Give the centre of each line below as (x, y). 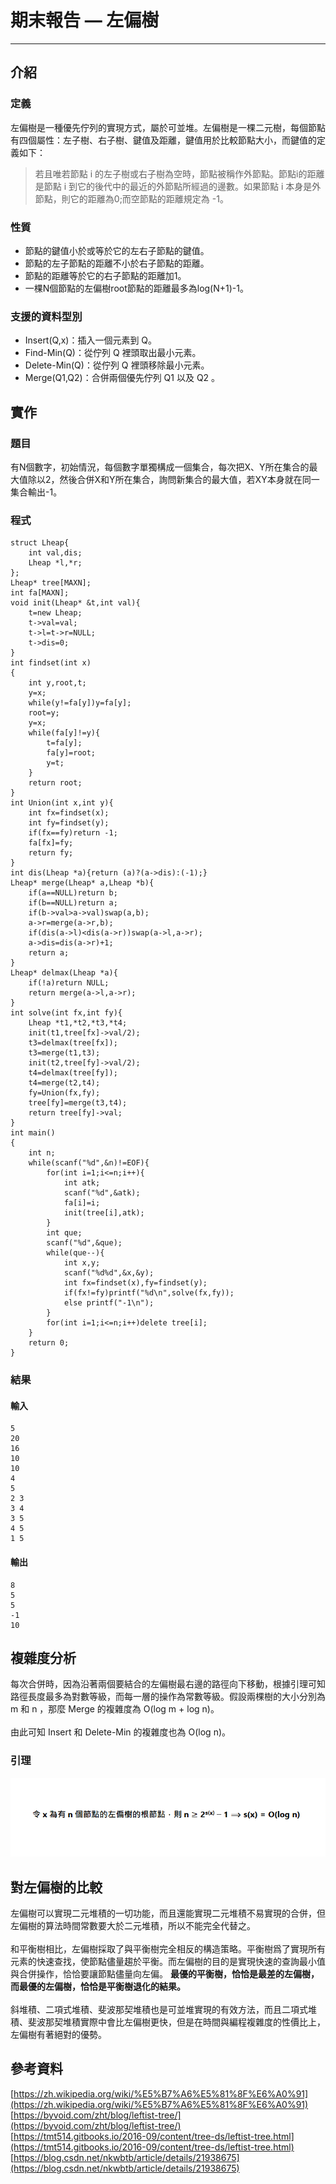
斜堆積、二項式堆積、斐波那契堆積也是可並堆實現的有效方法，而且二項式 (159, 2009)
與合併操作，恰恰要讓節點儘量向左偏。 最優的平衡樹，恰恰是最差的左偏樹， (165, 1973)
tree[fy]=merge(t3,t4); (78, 1103)
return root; (55, 783)
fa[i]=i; (82, 1203)
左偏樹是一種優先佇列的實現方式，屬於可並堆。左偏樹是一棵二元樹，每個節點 (168, 127)
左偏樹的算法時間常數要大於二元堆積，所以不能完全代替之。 (133, 1925)
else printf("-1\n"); (109, 1303)
